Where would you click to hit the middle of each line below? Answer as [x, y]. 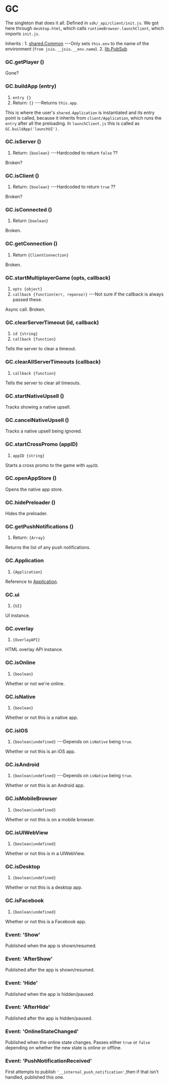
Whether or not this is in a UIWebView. [45, 854]
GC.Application [25, 561]
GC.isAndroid [22, 765]
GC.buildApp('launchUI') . [32, 129]
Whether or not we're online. [35, 683]
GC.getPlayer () [25, 62]
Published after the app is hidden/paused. [49, 1018]
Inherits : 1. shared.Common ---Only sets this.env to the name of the [77, 43]
